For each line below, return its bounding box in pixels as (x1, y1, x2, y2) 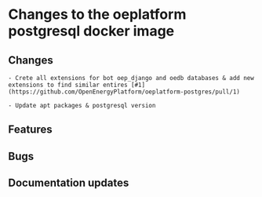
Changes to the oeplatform (8, 5, 187, 24)
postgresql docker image (8, 22, 175, 40)
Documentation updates (8, 177, 129, 190)
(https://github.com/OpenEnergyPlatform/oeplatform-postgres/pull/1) (8, 88, 241, 96)
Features (8, 123, 53, 137)
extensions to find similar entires (8, 81, 128, 89)
